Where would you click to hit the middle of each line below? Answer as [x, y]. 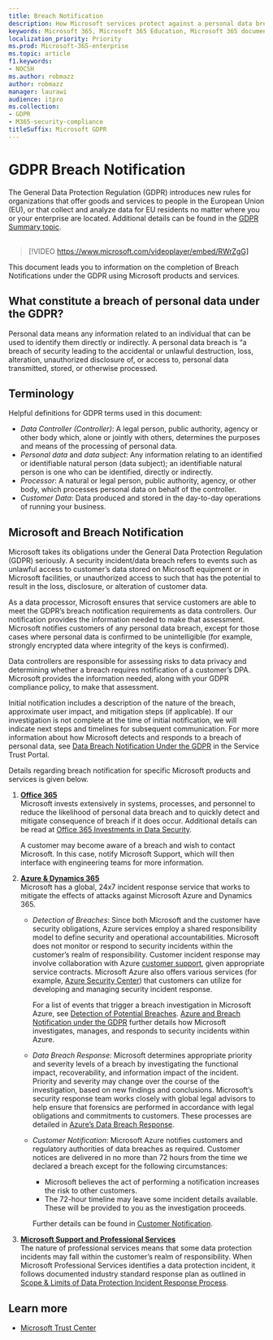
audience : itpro [36, 99]
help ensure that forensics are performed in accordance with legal [143, 1107]
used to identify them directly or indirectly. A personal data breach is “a [128, 342]
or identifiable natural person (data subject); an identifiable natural [131, 464]
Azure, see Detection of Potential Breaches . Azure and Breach [136, 1014]
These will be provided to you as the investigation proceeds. [145, 1208]
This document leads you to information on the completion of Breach [124, 267]
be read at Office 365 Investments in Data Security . [106, 830]
